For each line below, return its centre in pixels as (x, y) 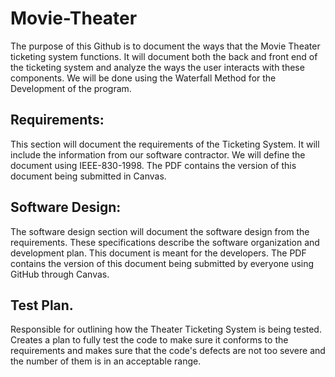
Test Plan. (42, 305)
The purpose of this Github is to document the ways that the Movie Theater (165, 46)
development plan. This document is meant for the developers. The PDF (158, 253)
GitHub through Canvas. (60, 274)
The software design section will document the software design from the (160, 231)
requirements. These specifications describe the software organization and (165, 242)
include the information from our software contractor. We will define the (158, 154)
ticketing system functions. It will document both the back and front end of (164, 56)
